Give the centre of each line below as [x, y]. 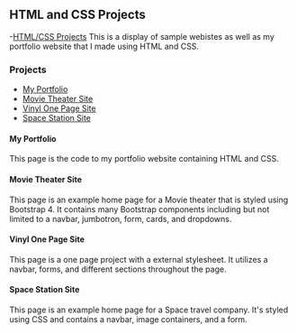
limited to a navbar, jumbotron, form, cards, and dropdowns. [121, 218]
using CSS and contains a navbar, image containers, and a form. [128, 319]
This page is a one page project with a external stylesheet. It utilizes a [139, 259]
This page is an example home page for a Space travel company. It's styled [149, 310]
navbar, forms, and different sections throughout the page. [118, 269]
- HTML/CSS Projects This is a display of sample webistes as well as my [142, 36]
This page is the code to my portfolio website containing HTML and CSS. [144, 159]
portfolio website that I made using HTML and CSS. [104, 46]
